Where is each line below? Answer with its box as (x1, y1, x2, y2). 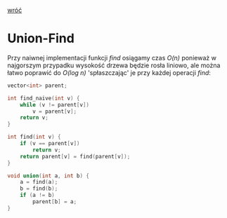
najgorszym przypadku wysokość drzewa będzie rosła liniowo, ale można (7, 61, 221, 69)
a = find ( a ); (20, 179, 58, 186)
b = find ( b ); (20, 185, 58, 192)
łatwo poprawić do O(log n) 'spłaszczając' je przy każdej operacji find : (7, 68, 211, 76)
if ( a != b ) (20, 192, 55, 199)
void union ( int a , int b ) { (7, 172, 90, 179)
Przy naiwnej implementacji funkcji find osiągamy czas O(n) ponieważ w (7, 53, 216, 62)
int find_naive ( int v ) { (7, 95, 80, 102)
